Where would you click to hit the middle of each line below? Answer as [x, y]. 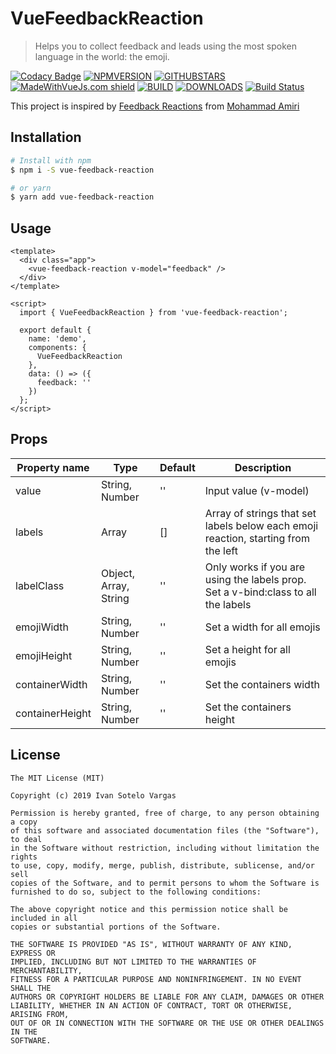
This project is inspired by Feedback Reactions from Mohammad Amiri [155, 106]
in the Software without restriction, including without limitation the [165, 848]
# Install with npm [51, 160]
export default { [55, 330]
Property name [53, 467]
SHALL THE [31, 988]
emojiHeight [44, 655]
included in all [44, 918]
